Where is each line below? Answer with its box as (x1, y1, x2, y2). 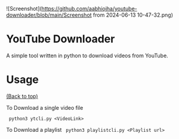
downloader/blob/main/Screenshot (6, 11, 92, 18)
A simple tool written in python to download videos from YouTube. (6, 52, 168, 59)
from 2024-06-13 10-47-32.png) (92, 11, 174, 18)
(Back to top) (6, 92, 38, 100)
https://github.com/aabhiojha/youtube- (41, 5, 137, 12)
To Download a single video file (6, 104, 84, 111)
